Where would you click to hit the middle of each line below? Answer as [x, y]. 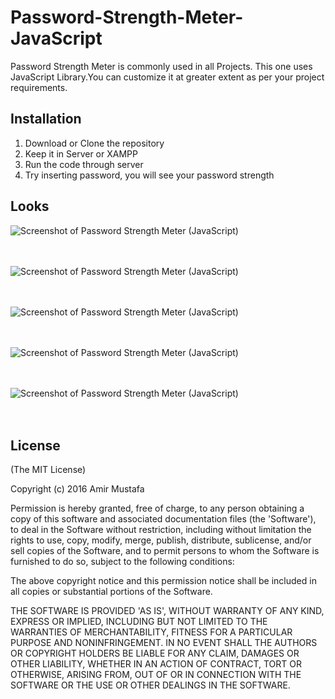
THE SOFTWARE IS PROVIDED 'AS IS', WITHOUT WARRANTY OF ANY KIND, [167, 611]
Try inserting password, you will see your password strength [149, 175]
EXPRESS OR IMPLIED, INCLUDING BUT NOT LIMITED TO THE [139, 622]
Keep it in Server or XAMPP [81, 153]
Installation [46, 119]
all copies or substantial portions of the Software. [111, 592]
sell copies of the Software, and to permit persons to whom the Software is [165, 551]
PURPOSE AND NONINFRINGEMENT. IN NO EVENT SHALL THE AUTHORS [164, 643]
